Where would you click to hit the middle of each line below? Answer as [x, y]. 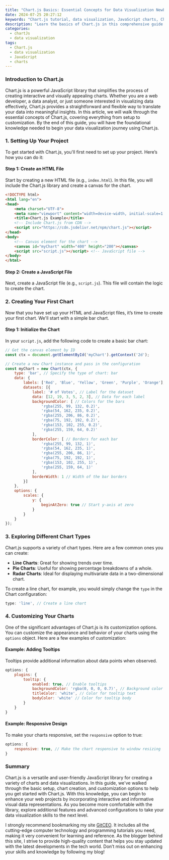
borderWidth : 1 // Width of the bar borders [79, 476]
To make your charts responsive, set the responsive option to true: [74, 735]
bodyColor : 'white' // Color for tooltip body [82, 698]
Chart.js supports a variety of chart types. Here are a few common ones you [84, 547]
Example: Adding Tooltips [33, 649]
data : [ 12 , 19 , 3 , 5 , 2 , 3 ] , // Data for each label [89, 397]
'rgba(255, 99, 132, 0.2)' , [70, 406]
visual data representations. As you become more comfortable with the [79, 804]
